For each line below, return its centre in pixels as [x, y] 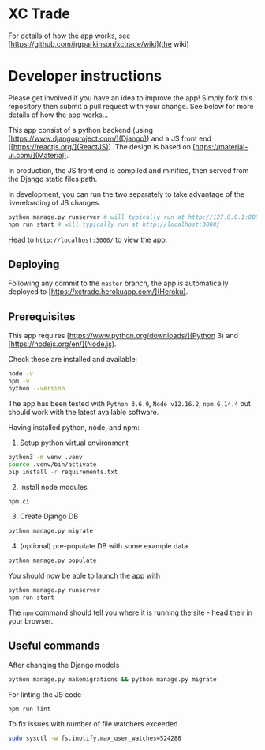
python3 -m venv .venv [45, 457]
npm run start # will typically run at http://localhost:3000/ [114, 224]
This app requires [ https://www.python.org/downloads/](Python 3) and [123, 336]
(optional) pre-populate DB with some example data [104, 546]
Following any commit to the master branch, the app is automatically [118, 283]
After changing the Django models [64, 665]
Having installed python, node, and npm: [74, 427]
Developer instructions [85, 76]
